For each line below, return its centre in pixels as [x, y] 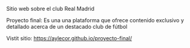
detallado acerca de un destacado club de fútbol [67, 27]
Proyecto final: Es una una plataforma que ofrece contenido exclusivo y [95, 20]
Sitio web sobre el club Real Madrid [51, 9]
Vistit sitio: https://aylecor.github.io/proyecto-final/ [69, 38]
